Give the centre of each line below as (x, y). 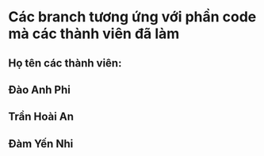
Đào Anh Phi (40, 90)
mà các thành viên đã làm (94, 34)
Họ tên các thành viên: (65, 63)
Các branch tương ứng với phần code (132, 17)
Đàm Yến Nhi (41, 144)
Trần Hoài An (41, 117)
